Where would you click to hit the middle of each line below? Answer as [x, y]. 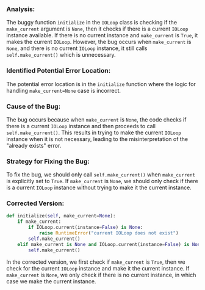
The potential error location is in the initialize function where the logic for [101, 84]
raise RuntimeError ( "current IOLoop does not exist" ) [109, 233]
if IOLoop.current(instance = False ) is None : [86, 228]
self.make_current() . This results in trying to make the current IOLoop [94, 132]
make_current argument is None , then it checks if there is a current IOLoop [97, 29]
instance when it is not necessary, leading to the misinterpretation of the [97, 139]
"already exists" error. [34, 145]
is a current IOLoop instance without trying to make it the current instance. [99, 187]
